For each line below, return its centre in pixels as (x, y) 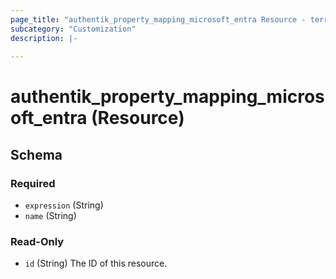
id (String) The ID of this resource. (96, 263)
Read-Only (37, 242)
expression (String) (64, 205)
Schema (36, 154)
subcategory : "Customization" (73, 29)
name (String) (50, 216)
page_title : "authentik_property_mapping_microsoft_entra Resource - (158, 19)
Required (33, 183)
